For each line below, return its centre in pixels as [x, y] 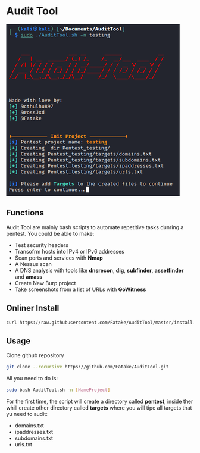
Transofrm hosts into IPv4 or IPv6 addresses [70, 251]
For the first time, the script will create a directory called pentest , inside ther [100, 401]
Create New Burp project [45, 283]
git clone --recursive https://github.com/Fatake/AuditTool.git [87, 367]
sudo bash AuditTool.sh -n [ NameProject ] [58, 390]
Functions [25, 213]
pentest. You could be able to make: [50, 233]
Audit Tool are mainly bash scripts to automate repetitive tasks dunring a [95, 227]
